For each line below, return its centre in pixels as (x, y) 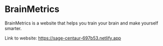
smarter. (13, 28)
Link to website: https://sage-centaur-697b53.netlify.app (63, 38)
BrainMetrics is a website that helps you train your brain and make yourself (81, 23)
